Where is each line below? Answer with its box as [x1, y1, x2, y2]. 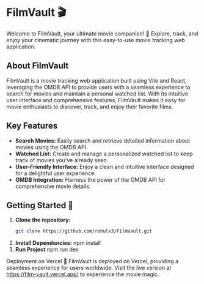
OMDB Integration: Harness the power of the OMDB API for [15, 176, 166, 183]
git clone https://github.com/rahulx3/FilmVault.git [15, 228, 153, 234]
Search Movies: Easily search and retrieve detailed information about [15, 136, 191, 144]
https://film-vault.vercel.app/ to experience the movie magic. [6, 271, 159, 278]
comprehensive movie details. [15, 182, 91, 190]
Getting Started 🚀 [6, 200, 74, 211]
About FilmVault [6, 61, 69, 71]
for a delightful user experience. [15, 170, 97, 177]
